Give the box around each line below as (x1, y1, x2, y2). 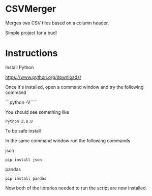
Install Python (5, 64, 34, 70)
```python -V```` (5, 99, 37, 105)
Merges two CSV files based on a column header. (5, 20, 109, 26)
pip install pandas (5, 176, 47, 181)
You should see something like (5, 109, 70, 115)
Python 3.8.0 (5, 119, 33, 124)
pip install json (5, 157, 42, 162)
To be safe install (5, 127, 41, 134)
